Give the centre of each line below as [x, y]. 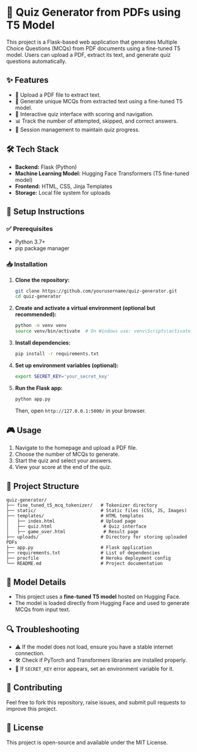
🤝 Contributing [34, 688]
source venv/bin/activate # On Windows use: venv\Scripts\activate [103, 331]
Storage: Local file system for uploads [63, 192]
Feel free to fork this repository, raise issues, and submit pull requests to [96, 702]
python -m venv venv [41, 326]
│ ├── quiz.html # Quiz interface [77, 527]
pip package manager [42, 248]
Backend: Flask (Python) [46, 167]
